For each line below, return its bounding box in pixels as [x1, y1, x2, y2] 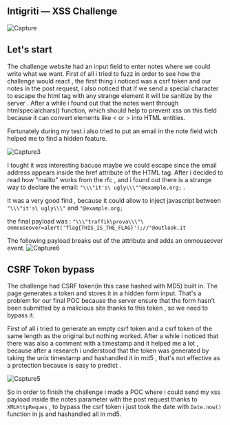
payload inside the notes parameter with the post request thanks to [7, 395, 198, 404]
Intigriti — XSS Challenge [7, 6, 118, 17]
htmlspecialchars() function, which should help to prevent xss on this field [7, 106, 217, 115]
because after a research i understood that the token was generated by [7, 346, 209, 355]
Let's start [7, 44, 53, 56]
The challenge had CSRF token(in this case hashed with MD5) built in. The [7, 282, 218, 290]
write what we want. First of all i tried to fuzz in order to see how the [7, 69, 201, 78]
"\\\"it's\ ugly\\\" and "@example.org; [7, 204, 123, 212]
